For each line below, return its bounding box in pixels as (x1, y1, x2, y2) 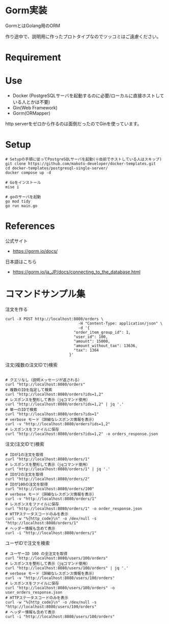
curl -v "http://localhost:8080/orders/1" (5, 496, 97, 501)
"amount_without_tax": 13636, (73, 343, 138, 348)
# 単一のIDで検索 (5, 407, 37, 412)
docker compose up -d (5, 170, 51, 175)
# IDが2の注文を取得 (5, 472, 44, 477)
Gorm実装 (5, 5, 47, 16)
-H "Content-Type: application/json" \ (78, 320, 163, 326)
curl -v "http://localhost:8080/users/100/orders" (5, 575, 115, 581)
